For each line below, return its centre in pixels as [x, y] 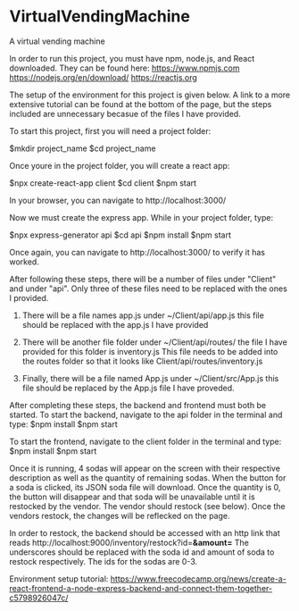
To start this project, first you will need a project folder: [110, 130]
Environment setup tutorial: [59, 579]
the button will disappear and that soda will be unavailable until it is [133, 497]
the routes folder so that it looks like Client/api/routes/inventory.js [142, 361]
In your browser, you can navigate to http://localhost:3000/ [118, 200]
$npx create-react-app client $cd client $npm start [103, 183]
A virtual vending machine [57, 41]
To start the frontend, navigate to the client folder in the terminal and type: [145, 441]
